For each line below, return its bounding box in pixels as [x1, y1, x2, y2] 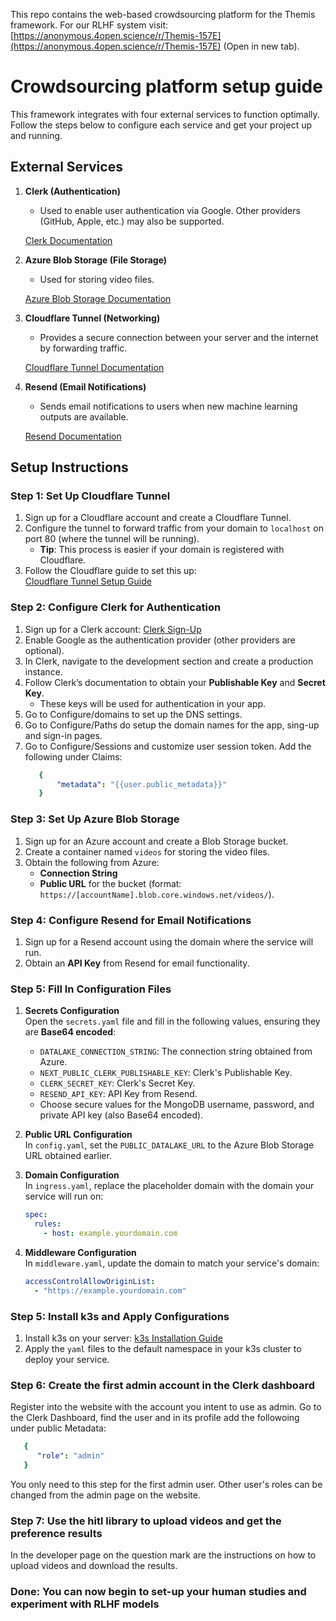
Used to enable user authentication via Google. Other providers [39, 204, 301, 216]
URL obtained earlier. [24, 1150, 112, 1162]
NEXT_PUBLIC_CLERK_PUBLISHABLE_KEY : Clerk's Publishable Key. [39, 1067, 293, 1079]
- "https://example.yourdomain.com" [34, 1285, 187, 1296]
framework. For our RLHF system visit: [10, 19, 169, 31]
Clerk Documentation [24, 234, 113, 246]
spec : [24, 1210, 48, 1220]
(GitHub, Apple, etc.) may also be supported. [39, 215, 225, 227]
